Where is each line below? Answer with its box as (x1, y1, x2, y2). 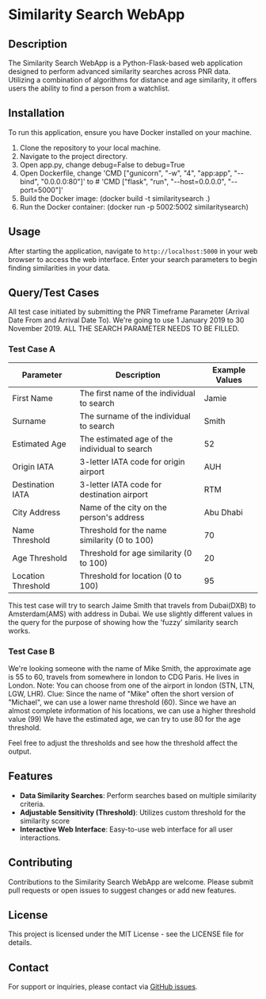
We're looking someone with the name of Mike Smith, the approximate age (8, 664, 252, 673)
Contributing (8, 856, 73, 870)
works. (8, 626, 31, 635)
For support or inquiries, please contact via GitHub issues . (8, 982, 198, 992)
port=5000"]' (19, 185, 63, 195)
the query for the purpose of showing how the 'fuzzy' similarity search (8, 617, 239, 627)
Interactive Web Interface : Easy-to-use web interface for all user (19, 824, 234, 834)
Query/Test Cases (8, 286, 100, 299)
